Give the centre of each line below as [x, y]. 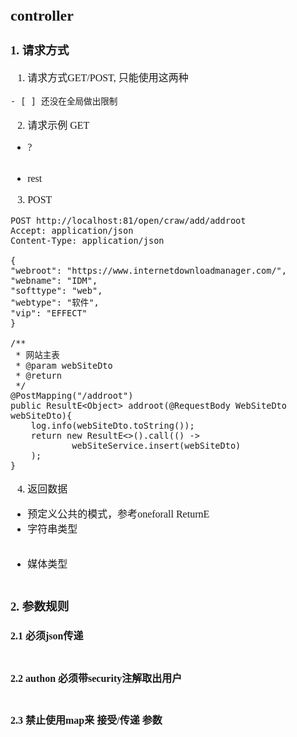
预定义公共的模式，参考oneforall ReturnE [118, 514]
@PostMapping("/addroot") [72, 395]
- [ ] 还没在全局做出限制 [64, 101]
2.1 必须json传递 [47, 636]
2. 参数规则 [40, 606]
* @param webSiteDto [64, 365]
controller [42, 15]
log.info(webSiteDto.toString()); [112, 425]
